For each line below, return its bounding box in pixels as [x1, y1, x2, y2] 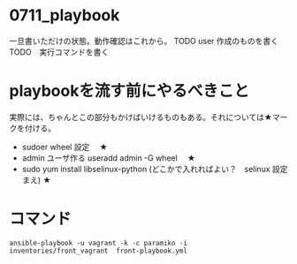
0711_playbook [9, 5, 120, 26]
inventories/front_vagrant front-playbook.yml [9, 246, 188, 255]
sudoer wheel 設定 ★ [21, 141, 108, 152]
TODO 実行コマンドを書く [9, 46, 110, 57]
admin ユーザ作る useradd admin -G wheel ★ [21, 152, 196, 163]
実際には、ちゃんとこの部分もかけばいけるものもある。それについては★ [9, 111, 272, 122]
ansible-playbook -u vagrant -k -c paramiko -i [9, 238, 188, 247]
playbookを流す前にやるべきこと [9, 81, 250, 102]
